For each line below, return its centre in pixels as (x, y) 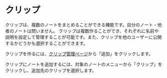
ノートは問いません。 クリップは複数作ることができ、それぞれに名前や (86, 31)
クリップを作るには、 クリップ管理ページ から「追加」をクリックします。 (79, 54)
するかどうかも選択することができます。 (47, 43)
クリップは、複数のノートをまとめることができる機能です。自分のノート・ (82, 25)
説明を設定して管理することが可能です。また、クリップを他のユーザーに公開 (83, 37)
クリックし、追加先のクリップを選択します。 (51, 70)
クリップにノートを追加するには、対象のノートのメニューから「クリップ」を (84, 64)
